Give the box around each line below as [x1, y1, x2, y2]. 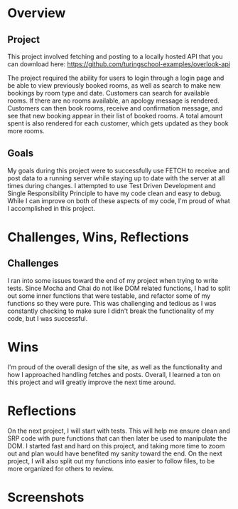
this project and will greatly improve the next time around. [7, 378, 176, 386]
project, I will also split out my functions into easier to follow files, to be [7, 456, 215, 465]
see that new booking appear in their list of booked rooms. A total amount [7, 112, 223, 120]
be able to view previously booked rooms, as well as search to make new [7, 81, 222, 90]
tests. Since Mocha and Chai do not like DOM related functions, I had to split [7, 284, 231, 292]
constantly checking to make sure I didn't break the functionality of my [7, 307, 215, 315]
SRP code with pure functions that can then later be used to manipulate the [7, 433, 227, 443]
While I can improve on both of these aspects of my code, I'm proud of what [7, 196, 231, 205]
